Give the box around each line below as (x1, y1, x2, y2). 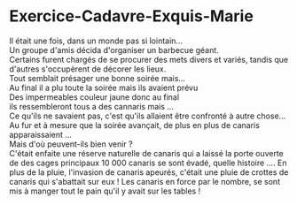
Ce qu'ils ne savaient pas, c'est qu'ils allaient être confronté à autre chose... (9, 110, 286, 121)
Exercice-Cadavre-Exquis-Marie (9, 6, 254, 27)
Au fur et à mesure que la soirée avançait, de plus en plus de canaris (9, 119, 260, 130)
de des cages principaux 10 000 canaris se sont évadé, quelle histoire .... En (9, 157, 287, 168)
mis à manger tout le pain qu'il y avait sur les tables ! (9, 186, 201, 196)
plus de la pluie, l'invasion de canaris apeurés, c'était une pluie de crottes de (9, 166, 289, 178)
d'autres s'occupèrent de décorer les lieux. (9, 64, 167, 74)
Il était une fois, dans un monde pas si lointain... (9, 35, 184, 46)
